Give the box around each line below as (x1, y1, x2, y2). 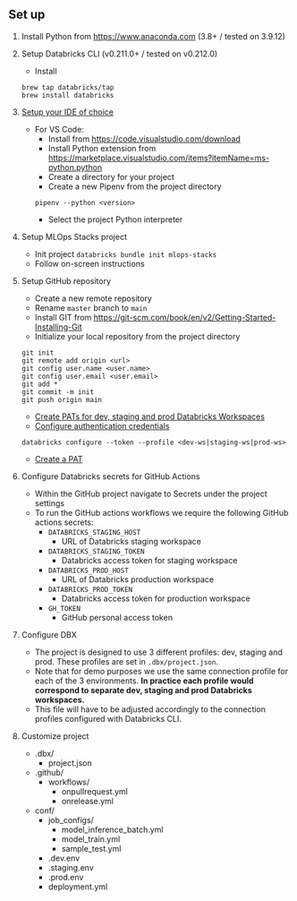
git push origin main (21, 395, 102, 404)
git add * (21, 380, 59, 389)
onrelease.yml (61, 795, 114, 806)
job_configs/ (47, 814, 95, 825)
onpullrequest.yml (61, 785, 129, 796)
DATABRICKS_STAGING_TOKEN (47, 546, 145, 556)
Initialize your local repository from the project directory (34, 330, 241, 341)
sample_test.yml (61, 843, 122, 854)
